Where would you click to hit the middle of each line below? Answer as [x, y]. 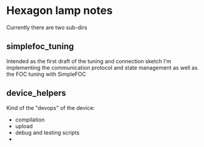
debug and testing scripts [47, 132]
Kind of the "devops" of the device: [51, 108]
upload [24, 126]
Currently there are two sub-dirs [47, 27]
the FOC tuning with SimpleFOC [46, 74]
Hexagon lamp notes [60, 11]
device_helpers [36, 93]
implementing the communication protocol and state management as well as [102, 67]
